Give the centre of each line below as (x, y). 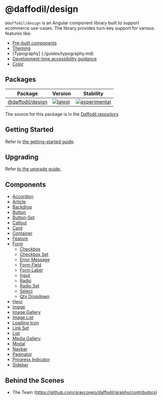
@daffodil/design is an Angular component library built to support (72, 23)
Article (19, 202)
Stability (93, 94)
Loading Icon (26, 323)
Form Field (31, 265)
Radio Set (29, 286)
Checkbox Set (34, 254)
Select (26, 291)
